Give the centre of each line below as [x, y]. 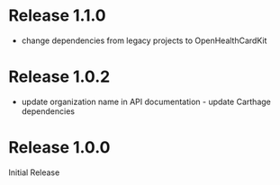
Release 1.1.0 [57, 16]
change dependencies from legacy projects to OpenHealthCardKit [144, 40]
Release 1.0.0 [59, 148]
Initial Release [34, 172]
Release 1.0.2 [59, 77]
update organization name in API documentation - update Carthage [146, 101]
